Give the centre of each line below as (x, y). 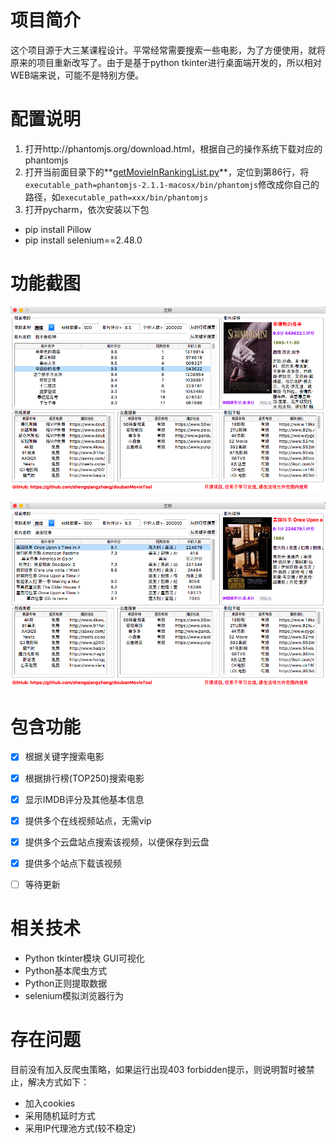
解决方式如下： (58, 1082)
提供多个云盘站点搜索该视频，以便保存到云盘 (117, 842)
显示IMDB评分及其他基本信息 (84, 799)
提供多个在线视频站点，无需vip (88, 820)
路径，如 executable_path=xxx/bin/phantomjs (116, 197)
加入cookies (50, 1103)
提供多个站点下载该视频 (73, 863)
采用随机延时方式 (60, 1115)
